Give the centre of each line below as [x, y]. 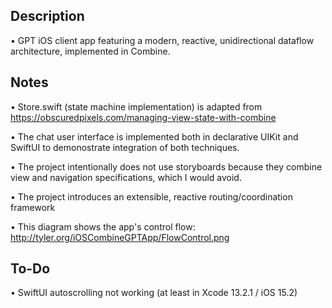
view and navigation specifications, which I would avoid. [126, 177]
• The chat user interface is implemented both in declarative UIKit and [154, 136]
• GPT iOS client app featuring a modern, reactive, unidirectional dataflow [162, 40]
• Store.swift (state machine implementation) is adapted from [136, 106]
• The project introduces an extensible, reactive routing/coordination [151, 196]
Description [47, 16]
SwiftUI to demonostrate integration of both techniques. [125, 147]
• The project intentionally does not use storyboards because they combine [166, 166]
